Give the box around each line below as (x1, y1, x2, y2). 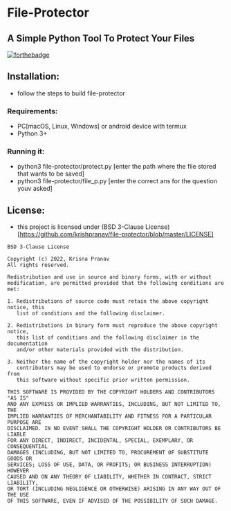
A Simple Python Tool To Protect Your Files (7, 32, 195, 44)
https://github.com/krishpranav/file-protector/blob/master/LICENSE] (19, 230, 214, 239)
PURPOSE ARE (7, 419, 41, 426)
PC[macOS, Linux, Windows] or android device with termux (17, 122, 187, 131)
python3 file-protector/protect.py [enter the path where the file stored (17, 162, 216, 171)
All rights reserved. (7, 261, 70, 269)
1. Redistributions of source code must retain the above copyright (7, 298, 209, 305)
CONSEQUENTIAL (7, 443, 48, 450)
